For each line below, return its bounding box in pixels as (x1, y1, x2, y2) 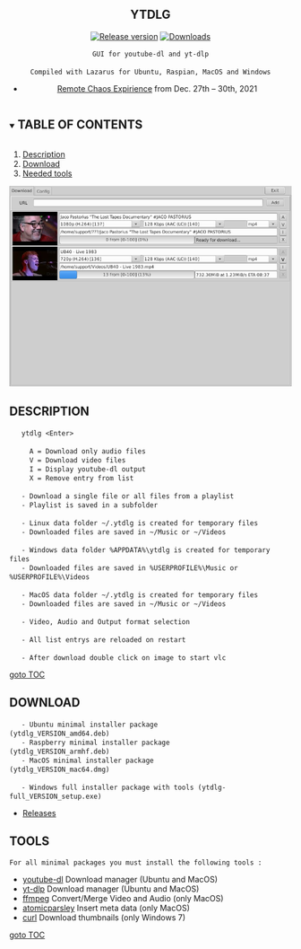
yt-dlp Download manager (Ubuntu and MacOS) (21, 883, 200, 894)
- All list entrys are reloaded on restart (21, 635, 186, 645)
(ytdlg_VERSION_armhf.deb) (9, 747, 110, 756)
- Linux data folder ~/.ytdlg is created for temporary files (21, 518, 258, 528)
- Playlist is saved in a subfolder (21, 500, 159, 510)
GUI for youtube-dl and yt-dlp (92, 49, 209, 58)
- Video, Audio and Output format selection (21, 617, 191, 627)
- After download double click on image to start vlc (21, 653, 227, 663)
